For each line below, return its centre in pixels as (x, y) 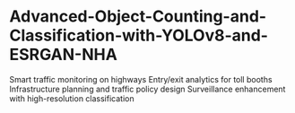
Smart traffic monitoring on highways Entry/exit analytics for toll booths (141, 79)
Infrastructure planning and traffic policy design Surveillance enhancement (147, 89)
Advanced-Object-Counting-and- (138, 17)
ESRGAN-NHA (64, 55)
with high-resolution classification (72, 98)
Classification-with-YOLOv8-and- (139, 35)
